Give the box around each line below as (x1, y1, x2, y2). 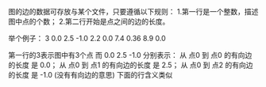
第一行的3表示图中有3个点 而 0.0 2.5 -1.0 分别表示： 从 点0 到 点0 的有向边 (8, 51, 253, 59)
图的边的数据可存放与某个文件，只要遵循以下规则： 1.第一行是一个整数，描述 (8, 7, 259, 16)
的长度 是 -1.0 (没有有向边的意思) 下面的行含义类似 (8, 70, 173, 79)
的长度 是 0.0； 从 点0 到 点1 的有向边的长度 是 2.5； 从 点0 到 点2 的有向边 (8, 60, 253, 70)
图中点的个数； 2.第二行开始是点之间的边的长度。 (8, 17, 170, 26)
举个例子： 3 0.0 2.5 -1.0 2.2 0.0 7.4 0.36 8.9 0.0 (8, 34, 167, 43)
